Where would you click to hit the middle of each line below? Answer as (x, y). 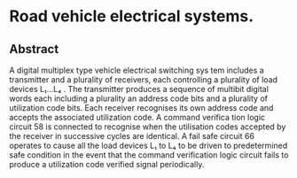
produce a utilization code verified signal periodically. (107, 164)
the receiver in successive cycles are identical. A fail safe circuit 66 (132, 136)
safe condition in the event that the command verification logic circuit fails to (149, 155)
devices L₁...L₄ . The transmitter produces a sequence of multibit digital (139, 89)
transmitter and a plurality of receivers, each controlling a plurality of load (143, 80)
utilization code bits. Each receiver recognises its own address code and (141, 108)
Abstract (34, 49)
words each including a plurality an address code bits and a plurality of (139, 98)
